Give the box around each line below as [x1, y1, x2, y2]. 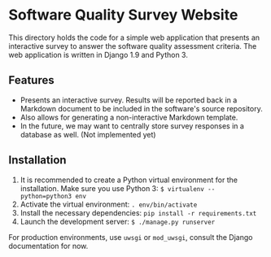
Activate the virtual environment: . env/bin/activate [20, 199, 198, 209]
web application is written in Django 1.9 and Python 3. [8, 50, 189, 59]
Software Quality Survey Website [8, 6, 238, 24]
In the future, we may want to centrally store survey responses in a [20, 120, 244, 131]
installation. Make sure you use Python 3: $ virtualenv [20, 183, 205, 193]
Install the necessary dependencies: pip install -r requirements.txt [20, 207, 257, 217]
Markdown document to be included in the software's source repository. [20, 103, 263, 113]
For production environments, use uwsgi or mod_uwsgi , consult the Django [8, 232, 253, 242]
